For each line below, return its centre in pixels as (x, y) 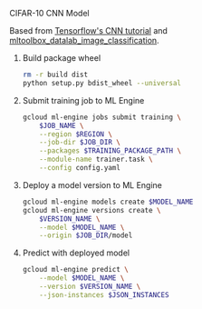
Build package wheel (62, 58)
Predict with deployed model (76, 253)
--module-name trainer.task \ (96, 159)
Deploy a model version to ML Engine (92, 184)
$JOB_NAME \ (62, 125)
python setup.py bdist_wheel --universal (101, 83)
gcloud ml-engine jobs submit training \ (102, 117)
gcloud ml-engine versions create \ (91, 210)
